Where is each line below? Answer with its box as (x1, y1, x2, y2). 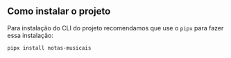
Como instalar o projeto (7, 6, 111, 17)
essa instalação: (7, 31, 53, 39)
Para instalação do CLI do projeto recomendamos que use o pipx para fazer (7, 23, 224, 32)
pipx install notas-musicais (7, 44, 92, 51)
